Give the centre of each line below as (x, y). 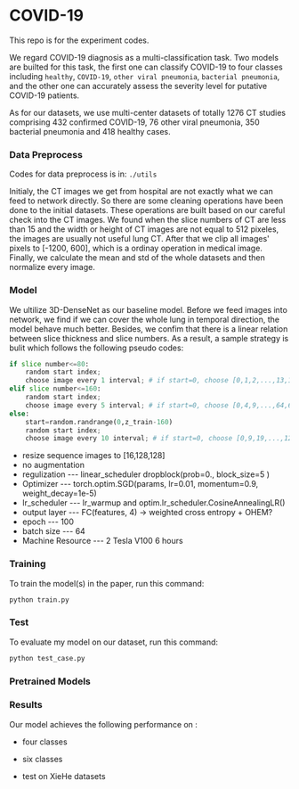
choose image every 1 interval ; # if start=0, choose (127, 381)
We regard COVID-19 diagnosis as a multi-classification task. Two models (144, 57)
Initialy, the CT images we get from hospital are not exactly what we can (141, 192)
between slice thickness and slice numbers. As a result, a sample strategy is (149, 338)
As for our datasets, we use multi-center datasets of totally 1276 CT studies (148, 112)
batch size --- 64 (54, 531)
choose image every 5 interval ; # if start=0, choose (127, 405)
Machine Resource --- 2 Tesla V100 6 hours (103, 541)
